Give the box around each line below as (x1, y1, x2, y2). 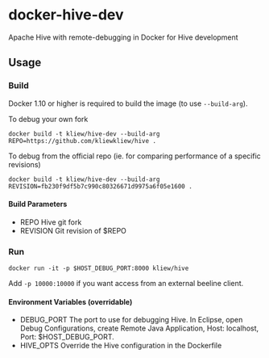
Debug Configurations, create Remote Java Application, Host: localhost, (19, 323, 259, 333)
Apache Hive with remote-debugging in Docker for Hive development (8, 32, 239, 42)
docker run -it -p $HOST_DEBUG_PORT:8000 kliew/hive (8, 264, 189, 272)
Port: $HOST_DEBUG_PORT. (19, 332, 114, 342)
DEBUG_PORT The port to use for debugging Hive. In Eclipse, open (19, 315, 243, 325)
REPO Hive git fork (19, 217, 82, 227)
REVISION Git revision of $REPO (19, 225, 127, 235)
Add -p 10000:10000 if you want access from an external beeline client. (8, 279, 244, 289)
